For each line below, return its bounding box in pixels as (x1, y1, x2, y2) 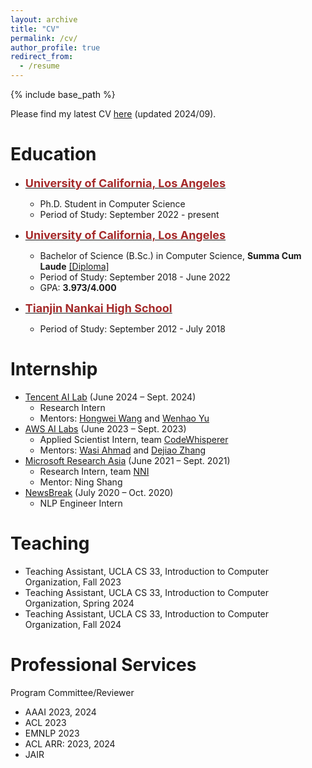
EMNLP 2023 (24, 727, 80, 739)
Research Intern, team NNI (39, 465, 150, 477)
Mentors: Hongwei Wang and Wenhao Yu (39, 412, 210, 424)
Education (10, 143, 97, 166)
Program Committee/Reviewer (10, 686, 135, 698)
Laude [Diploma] (39, 260, 110, 272)
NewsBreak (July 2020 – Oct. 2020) (24, 486, 174, 498)
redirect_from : (10, 52, 74, 62)
